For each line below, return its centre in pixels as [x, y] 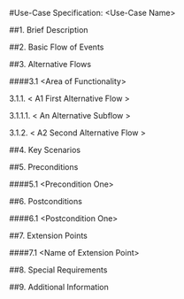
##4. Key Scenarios [45, 150]
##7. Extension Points [49, 235]
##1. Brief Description [49, 30]
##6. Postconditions [46, 201]
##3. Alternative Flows [50, 64]
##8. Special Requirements [58, 270]
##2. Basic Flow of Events [57, 47]
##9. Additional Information [59, 287]
